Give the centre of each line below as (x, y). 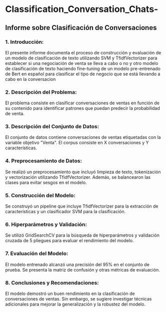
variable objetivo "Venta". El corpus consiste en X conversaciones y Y (77, 143)
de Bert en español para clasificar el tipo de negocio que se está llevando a (83, 74)
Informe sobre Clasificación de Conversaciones (81, 28)
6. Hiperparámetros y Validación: (46, 224)
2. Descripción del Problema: (41, 92)
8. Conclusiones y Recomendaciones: (52, 283)
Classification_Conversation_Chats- (82, 9)
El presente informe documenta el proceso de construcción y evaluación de (83, 52)
